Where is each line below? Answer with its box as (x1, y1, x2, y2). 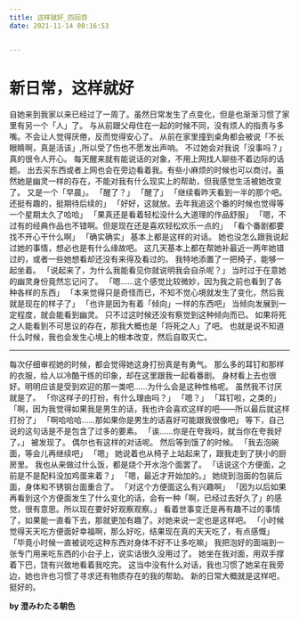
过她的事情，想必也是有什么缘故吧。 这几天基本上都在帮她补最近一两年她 (9, 242, 277, 254)
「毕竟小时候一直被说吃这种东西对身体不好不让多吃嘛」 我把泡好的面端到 (9, 537, 277, 548)
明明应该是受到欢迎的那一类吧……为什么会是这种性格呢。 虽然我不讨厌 (24, 381, 283, 392)
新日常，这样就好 (9, 77, 135, 98)
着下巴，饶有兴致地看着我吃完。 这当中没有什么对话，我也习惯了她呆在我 (9, 559, 277, 570)
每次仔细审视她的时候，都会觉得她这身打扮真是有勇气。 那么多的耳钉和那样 (9, 359, 285, 370)
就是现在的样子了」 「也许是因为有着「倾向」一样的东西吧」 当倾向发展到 (9, 298, 279, 309)
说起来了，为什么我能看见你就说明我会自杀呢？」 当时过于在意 (50, 265, 279, 276)
